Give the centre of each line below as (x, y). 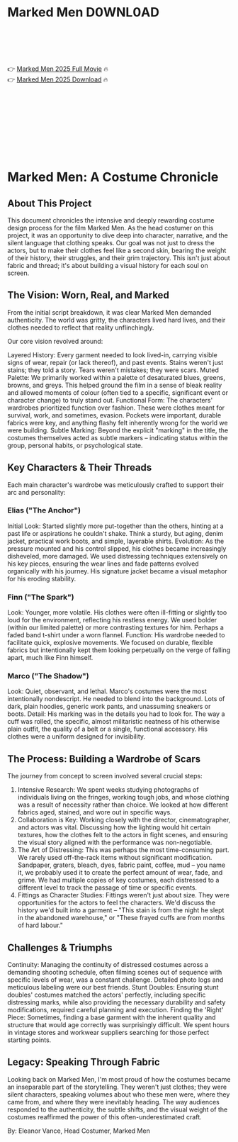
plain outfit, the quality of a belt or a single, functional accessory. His (107, 729)
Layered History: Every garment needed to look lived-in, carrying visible (112, 354)
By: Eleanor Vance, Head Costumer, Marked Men (79, 1131)
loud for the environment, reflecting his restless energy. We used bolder (112, 620)
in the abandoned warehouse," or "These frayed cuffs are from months (121, 918)
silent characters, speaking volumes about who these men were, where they (119, 1094)
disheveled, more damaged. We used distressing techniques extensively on (118, 556)
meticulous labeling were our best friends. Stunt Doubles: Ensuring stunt (113, 987)
